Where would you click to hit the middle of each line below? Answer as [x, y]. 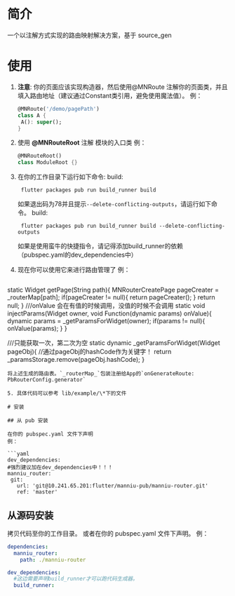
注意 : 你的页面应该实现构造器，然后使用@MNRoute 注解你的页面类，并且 [122, 87]
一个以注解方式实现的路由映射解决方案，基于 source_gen [89, 35]
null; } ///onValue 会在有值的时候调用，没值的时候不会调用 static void [106, 306]
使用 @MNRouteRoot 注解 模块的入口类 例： [82, 143]
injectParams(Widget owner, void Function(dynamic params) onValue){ [109, 313]
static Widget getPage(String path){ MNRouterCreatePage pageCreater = [113, 290]
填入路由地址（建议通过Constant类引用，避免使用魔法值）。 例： [110, 95]
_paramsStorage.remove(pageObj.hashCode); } [76, 360]
